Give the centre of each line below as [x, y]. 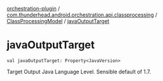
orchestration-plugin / [33, 9]
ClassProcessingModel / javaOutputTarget [58, 21]
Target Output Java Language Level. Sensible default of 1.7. [79, 72]
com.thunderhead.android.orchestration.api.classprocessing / [82, 15]
